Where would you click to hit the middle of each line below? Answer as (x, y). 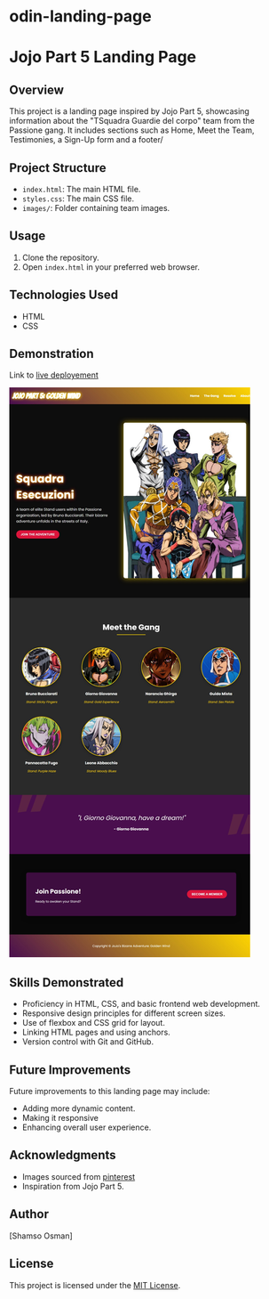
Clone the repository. (60, 257)
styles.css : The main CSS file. (78, 199)
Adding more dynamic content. (79, 1108)
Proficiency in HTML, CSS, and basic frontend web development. (141, 1004)
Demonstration (52, 354)
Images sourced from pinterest (79, 1176)
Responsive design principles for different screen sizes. (124, 1013)
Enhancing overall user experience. (87, 1127)
